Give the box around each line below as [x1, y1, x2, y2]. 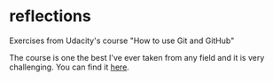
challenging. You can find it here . [9, 62, 130, 72]
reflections [9, 6, 91, 26]
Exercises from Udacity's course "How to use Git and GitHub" [9, 35, 235, 46]
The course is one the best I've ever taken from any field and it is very [9, 52, 265, 63]
